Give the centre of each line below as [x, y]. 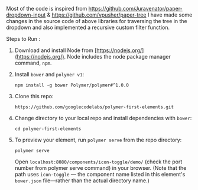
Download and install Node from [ [56, 50]
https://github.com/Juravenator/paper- [136, 9]
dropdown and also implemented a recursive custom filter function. [88, 27]
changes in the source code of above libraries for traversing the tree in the [97, 21]
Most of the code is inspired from [47, 9]
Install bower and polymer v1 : [49, 74]
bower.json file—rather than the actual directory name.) [82, 181]
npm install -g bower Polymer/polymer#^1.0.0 [72, 85]
